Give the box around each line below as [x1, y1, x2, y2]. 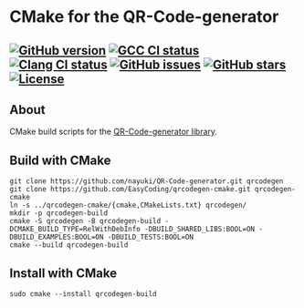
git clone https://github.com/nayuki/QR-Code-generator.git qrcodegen [9, 177, 284, 186]
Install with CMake [9, 265, 117, 281]
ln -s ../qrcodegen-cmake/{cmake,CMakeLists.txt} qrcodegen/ [9, 200, 247, 210]
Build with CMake [9, 152, 111, 168]
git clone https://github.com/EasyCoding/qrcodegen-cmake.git [9, 185, 251, 194]
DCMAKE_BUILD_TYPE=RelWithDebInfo [9, 225, 142, 234]
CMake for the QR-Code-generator [9, 6, 279, 27]
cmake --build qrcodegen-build [9, 241, 129, 250]
